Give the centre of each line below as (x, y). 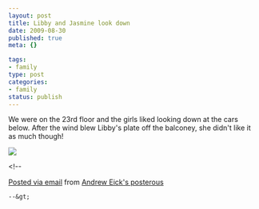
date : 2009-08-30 (37, 30)
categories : (28, 82)
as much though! (36, 136)
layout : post (30, 16)
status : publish (35, 97)
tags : (17, 60)
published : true (35, 38)
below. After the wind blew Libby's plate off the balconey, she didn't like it (129, 128)
